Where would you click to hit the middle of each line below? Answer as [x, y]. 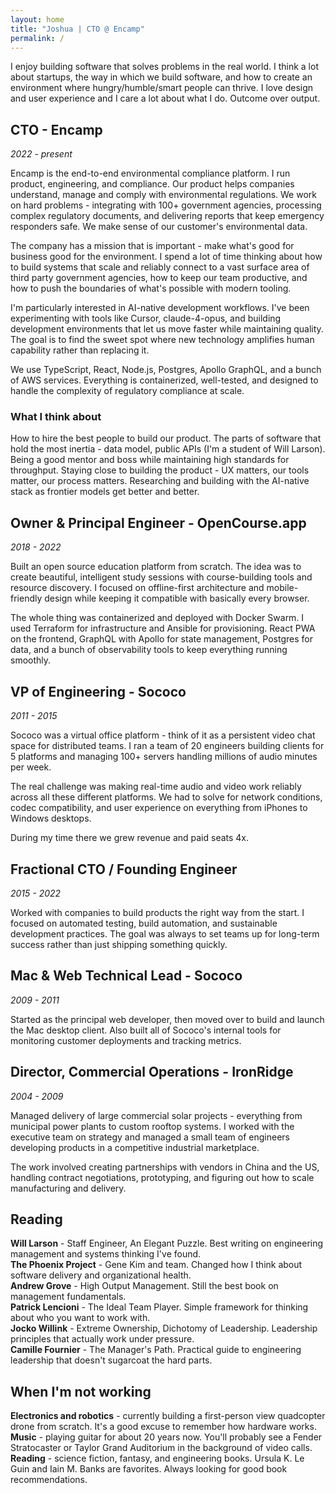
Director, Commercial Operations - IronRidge [152, 1072]
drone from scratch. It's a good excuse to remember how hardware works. [163, 1427]
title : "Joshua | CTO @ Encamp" [77, 29]
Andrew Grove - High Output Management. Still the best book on [144, 1286]
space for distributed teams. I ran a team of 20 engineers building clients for [167, 746]
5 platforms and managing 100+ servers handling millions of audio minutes [164, 757]
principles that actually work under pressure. [102, 1339]
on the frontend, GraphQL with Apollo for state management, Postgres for [161, 639]
